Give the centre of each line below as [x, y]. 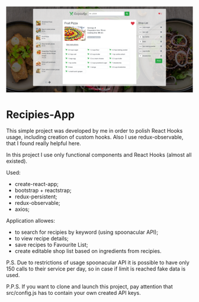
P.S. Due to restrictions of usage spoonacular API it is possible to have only [98, 263]
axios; [22, 209]
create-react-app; [37, 184]
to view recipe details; [42, 239]
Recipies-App [41, 115]
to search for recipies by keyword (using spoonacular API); [86, 232]
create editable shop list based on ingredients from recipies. [88, 251]
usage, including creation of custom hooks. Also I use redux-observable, [95, 137]
